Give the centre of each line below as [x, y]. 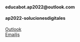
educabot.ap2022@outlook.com [40, 7]
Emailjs [12, 34]
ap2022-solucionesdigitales [35, 18]
